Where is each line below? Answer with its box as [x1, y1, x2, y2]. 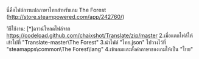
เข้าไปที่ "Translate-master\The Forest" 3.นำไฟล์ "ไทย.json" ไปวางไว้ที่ [6, 39, 166, 46]
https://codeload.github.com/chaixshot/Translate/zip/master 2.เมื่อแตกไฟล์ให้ [6, 32, 194, 39]
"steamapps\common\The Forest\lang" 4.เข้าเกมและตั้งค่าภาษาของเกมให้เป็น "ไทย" [6, 46, 194, 52]
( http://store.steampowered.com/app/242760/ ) [6, 13, 125, 20]
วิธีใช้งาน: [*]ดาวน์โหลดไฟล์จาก [6, 25, 71, 32]
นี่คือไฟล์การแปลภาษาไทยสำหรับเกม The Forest [6, 7, 106, 13]
